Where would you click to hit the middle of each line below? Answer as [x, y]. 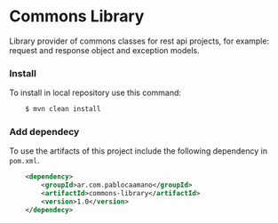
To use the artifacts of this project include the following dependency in [139, 151]
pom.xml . [24, 161]
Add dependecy [44, 132]
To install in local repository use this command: [95, 93]
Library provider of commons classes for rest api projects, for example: [139, 41]
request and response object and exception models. [104, 50]
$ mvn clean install [63, 109]
